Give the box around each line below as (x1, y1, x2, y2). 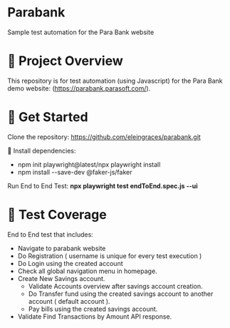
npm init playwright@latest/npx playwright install (17, 160, 161, 168)
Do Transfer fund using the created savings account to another (28, 289, 214, 298)
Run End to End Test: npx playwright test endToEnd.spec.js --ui (7, 181, 198, 190)
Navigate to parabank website (17, 244, 106, 252)
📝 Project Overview (7, 53, 123, 69)
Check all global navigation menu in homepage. (17, 267, 158, 275)
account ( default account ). (28, 297, 110, 305)
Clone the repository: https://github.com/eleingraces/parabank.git (7, 133, 201, 141)
